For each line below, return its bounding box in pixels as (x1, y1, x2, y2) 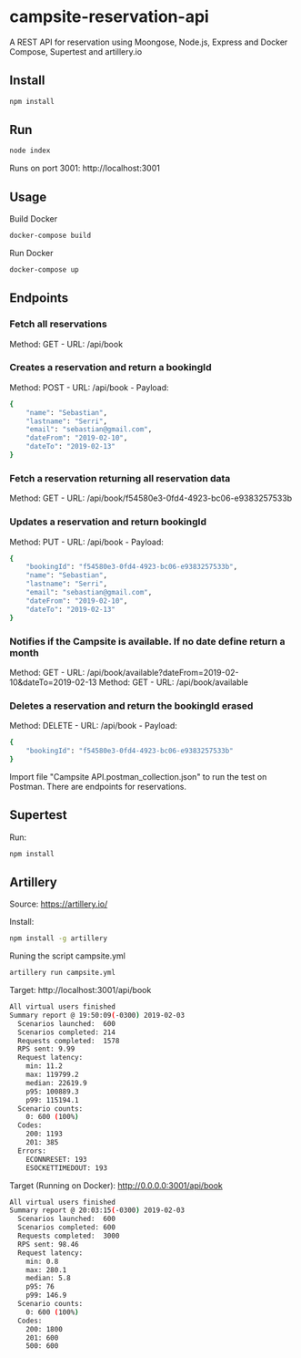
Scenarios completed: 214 (17, 1028, 116, 1037)
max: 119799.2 (25, 1070, 79, 1080)
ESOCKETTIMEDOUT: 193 (25, 1163, 107, 1173)
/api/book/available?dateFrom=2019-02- (86, 667, 239, 678)
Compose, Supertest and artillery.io (9, 46, 143, 57)
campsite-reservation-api (9, 6, 209, 27)
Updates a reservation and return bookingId (9, 515, 207, 528)
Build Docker (9, 213, 58, 224)
